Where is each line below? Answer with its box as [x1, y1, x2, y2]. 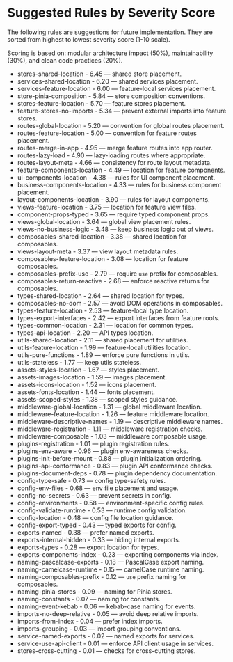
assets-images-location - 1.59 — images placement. [17, 372, 167, 381]
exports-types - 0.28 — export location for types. [17, 543, 159, 551]
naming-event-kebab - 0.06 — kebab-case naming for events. [17, 602, 196, 610]
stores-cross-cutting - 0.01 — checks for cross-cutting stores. [17, 646, 196, 655]
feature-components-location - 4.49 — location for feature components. [17, 166, 225, 174]
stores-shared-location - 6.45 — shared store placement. [17, 70, 182, 78]
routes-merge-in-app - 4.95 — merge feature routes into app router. [17, 143, 214, 152]
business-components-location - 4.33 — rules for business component [17, 180, 222, 189]
